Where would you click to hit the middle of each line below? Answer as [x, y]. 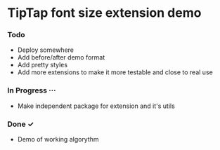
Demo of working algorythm [58, 139]
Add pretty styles [43, 65]
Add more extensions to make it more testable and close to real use [115, 72]
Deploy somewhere [46, 50]
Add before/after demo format [61, 57]
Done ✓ [21, 124]
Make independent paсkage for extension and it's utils [96, 106]
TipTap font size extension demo [104, 13]
